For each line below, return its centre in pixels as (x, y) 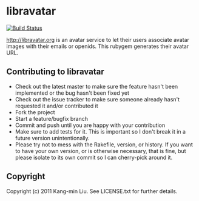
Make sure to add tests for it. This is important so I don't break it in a (100, 131)
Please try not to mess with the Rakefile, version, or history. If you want (104, 145)
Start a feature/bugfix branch (51, 118)
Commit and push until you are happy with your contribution (90, 125)
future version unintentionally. (52, 138)
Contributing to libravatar (55, 72)
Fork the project (35, 112)
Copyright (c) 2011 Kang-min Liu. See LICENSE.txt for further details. (92, 191)
